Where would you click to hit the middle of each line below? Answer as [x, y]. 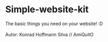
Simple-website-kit [47, 9]
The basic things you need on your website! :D [54, 24]
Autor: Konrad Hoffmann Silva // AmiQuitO [49, 34]
